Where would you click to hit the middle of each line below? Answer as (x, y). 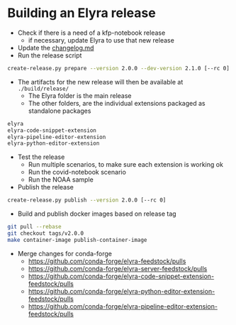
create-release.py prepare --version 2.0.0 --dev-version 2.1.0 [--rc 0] (119, 68)
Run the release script (50, 55)
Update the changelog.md (56, 48)
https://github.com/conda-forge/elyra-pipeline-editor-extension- (123, 306)
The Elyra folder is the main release (80, 95)
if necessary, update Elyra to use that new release (101, 40)
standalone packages (60, 111)
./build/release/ (43, 89)
